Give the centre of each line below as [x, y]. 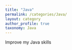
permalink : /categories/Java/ [36, 14]
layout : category [23, 19]
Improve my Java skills [28, 42]
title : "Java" [20, 10]
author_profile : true [27, 24]
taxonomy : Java [21, 28]
